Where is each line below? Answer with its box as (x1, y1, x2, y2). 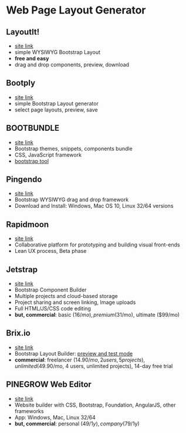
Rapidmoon (6, 219, 49, 229)
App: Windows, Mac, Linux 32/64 (14, 414, 96, 421)
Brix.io (6, 328, 31, 338)
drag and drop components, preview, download (14, 61, 130, 68)
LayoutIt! (6, 27, 40, 37)
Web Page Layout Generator (6, 4, 146, 17)
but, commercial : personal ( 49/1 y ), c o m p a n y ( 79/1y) (14, 420, 140, 427)
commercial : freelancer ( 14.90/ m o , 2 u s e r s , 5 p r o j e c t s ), (14, 356, 146, 363)
